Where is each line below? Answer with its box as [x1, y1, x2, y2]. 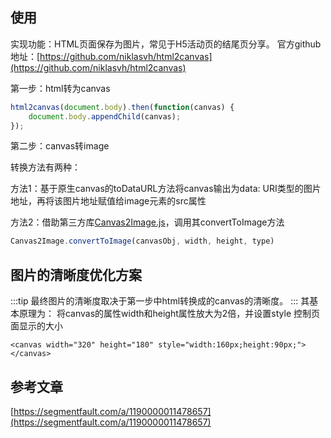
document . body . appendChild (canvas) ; [28, 111, 182, 122]
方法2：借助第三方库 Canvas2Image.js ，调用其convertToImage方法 [10, 216, 285, 228]
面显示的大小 [10, 320, 63, 332]
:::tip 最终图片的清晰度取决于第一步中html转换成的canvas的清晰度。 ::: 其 [10, 295, 310, 307]
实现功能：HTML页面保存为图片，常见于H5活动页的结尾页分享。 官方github [10, 38, 322, 50]
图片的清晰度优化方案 [10, 266, 142, 283]
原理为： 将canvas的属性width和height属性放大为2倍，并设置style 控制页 [18, 308, 321, 320]
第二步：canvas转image [10, 140, 110, 152]
